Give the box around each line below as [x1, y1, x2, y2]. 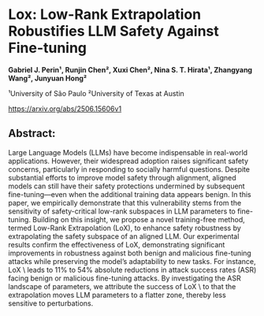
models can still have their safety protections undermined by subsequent [8, 181, 246, 191]
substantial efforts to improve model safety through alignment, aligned [8, 173, 236, 182]
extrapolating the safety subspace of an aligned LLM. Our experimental [8, 231, 240, 241]
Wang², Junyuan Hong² [8, 73, 87, 83]
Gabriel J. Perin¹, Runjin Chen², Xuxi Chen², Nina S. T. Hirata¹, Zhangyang [8, 65, 253, 74]
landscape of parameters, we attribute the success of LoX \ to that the [8, 281, 236, 291]
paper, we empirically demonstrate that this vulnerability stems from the [8, 198, 242, 207]
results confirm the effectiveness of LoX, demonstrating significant [8, 240, 225, 249]
